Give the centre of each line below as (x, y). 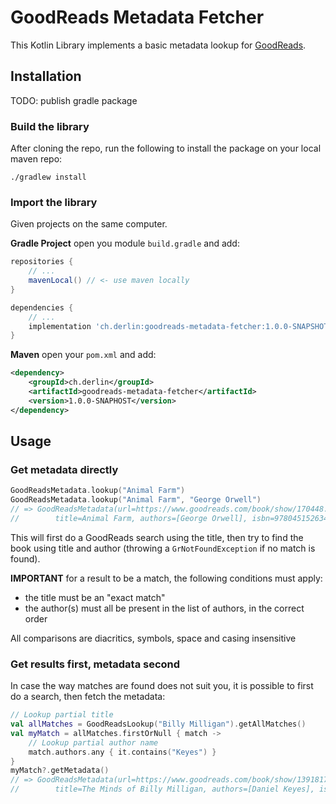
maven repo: (36, 159)
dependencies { (42, 307)
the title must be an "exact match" (95, 597)
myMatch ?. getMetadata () (60, 771)
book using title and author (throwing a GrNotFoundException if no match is (163, 548)
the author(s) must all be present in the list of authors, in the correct (164, 608)
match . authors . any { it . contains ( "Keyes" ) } (122, 752)
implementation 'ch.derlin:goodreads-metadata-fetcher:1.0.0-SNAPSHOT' (180, 326)
